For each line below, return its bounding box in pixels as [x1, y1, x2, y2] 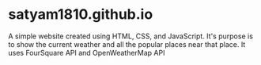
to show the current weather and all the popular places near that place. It [8, 39, 246, 49]
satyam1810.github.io [8, 5, 153, 23]
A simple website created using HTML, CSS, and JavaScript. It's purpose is [8, 31, 253, 41]
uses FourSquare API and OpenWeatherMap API [8, 48, 165, 57]
